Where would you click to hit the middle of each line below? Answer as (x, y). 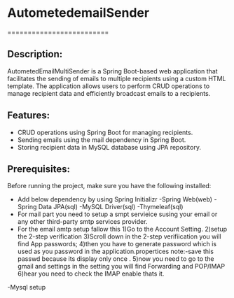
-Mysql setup (27, 288)
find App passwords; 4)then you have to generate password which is (117, 244)
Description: (35, 54)
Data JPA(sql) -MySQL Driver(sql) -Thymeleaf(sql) (111, 207)
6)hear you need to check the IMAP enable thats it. (91, 274)
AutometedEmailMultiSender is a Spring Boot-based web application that (113, 71)
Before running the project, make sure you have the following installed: (109, 186)
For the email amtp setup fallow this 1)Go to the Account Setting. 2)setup (122, 229)
